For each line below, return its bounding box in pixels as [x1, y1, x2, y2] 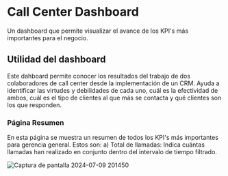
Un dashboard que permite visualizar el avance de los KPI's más [7, 27, 189, 35]
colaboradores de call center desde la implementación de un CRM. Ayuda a [7, 79, 220, 87]
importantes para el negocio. [7, 33, 89, 42]
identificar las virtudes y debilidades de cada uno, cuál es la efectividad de [7, 86, 218, 94]
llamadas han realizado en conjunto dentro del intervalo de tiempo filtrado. [7, 148, 218, 156]
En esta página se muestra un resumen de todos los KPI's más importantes [7, 134, 219, 142]
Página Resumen [7, 117, 64, 127]
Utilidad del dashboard [7, 54, 106, 65]
